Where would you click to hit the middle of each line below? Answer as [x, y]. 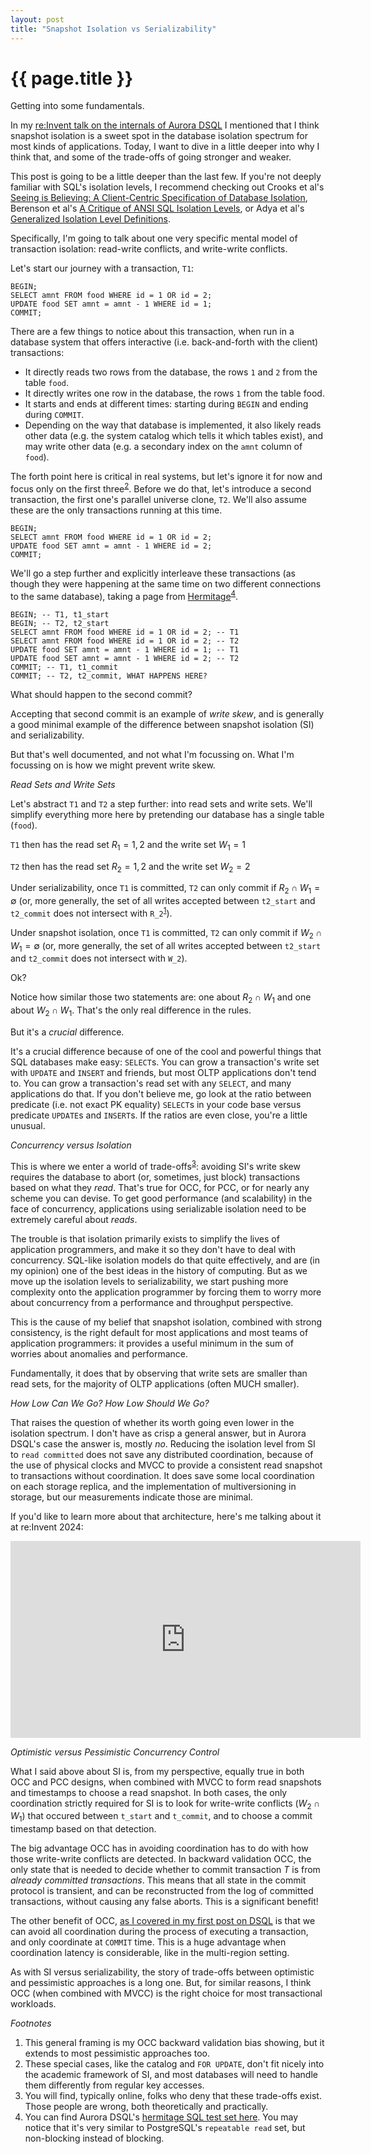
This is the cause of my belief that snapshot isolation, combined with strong [166, 1322]
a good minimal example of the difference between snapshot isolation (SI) [162, 724]
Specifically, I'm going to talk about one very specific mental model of [154, 238]
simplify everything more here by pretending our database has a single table [167, 814]
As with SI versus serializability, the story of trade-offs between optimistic [162, 1972]
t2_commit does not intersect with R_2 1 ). [91, 912]
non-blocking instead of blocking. [94, 2138]
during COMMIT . [54, 415]
